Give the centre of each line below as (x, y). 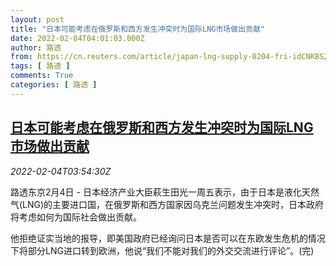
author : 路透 (36, 47)
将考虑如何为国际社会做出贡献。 (76, 217)
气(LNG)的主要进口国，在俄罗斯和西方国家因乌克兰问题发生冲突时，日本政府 (167, 204)
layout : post (37, 19)
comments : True (42, 76)
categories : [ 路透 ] (54, 85)
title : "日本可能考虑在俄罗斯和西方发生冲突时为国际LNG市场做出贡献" (137, 29)
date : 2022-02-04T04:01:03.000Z (77, 38)
